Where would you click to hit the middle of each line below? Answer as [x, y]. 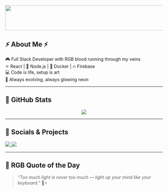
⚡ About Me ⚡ [27, 44]
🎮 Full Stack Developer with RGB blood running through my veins [73, 59]
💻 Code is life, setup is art [32, 72]
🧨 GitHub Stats [28, 100]
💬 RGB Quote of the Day [42, 165]
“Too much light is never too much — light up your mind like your [84, 177]
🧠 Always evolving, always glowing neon [47, 79]
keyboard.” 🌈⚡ [32, 183]
